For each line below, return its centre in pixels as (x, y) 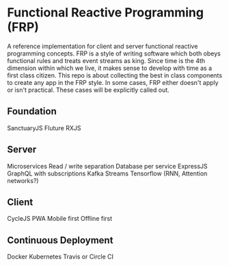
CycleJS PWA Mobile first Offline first (60, 219)
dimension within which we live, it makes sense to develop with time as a (110, 68)
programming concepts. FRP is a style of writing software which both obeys (114, 53)
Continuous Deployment (60, 240)
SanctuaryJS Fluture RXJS (44, 128)
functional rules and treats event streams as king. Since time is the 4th (106, 60)
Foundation (32, 111)
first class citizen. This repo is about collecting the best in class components (114, 75)
